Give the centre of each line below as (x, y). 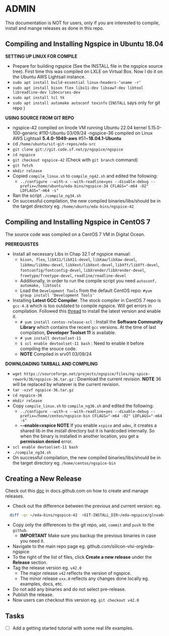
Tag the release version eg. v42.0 (47, 568)
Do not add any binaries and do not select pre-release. (69, 590)
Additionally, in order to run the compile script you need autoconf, (88, 280)
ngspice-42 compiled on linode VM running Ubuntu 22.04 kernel (79, 127)
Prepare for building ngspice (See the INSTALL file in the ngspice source (88, 66)
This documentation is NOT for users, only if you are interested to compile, (82, 23)
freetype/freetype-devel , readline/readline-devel (73, 275)
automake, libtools (40, 285)
